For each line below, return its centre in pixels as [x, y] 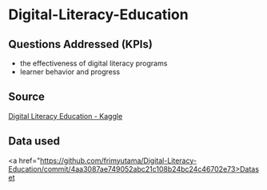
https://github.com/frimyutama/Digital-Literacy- [118, 160]
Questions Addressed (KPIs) [81, 44]
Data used [34, 141]
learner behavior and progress [70, 72]
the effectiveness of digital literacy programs [94, 63]
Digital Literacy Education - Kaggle [66, 116]
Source [27, 97]
